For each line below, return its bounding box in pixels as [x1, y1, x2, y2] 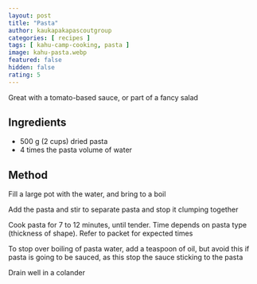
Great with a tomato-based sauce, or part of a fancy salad [8, 92, 199, 102]
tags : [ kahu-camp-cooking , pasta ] [8, 41, 130, 49]
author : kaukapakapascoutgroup [8, 26, 112, 34]
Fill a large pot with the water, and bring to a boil [8, 189, 166, 199]
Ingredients [8, 116, 67, 130]
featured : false [8, 56, 62, 64]
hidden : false [8, 64, 56, 72]
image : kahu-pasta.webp [8, 49, 88, 56]
